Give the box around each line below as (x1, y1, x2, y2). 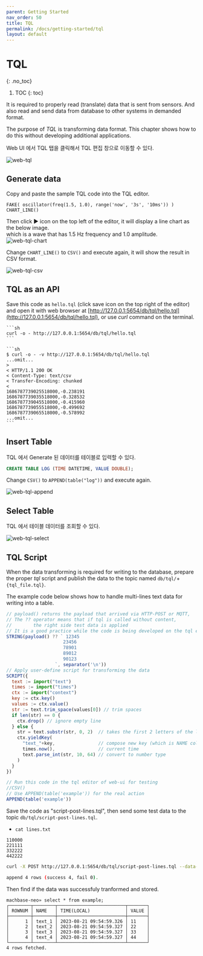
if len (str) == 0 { (11, 712, 61, 718)
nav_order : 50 (6, 15, 42, 21)
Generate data (6, 174, 62, 185)
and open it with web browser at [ (6, 307, 90, 314)
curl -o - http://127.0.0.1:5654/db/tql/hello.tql (6, 330, 137, 336)
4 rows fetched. (6, 945, 47, 951)
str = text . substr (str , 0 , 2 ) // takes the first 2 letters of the (17, 729, 193, 735)
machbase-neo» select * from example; (6, 897, 104, 903)
